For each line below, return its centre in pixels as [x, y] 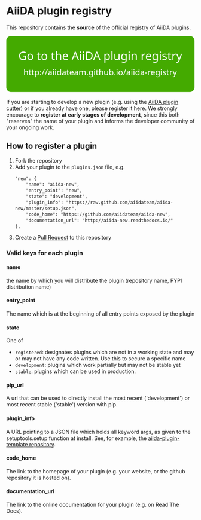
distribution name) [29, 287]
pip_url [15, 385]
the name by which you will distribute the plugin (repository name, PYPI [94, 280]
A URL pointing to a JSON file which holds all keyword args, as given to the [99, 432]
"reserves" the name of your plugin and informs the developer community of [100, 121]
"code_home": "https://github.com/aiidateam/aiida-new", [98, 214]
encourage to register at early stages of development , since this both [93, 114]
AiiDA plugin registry [59, 11]
